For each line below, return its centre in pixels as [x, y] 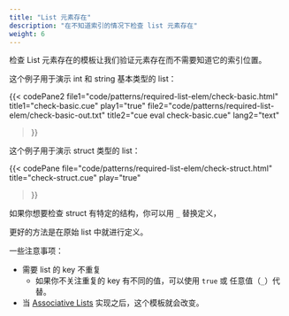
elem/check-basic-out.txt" [57, 115]
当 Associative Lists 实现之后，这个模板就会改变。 [113, 303]
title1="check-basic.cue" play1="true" [77, 106]
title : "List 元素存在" [50, 17]
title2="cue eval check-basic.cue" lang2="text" [194, 115]
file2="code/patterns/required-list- [211, 106]
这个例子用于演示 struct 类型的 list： [75, 150]
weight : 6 [27, 34]
